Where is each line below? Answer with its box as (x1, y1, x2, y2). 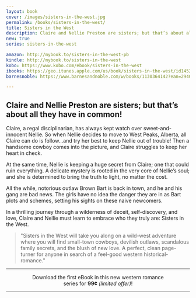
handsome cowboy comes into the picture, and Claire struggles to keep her (6, 144, 187, 151)
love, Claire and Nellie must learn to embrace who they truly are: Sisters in (6, 214, 184, 222)
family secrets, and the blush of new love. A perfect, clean (20, 245, 160, 252)
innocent (6, 131, 27, 138)
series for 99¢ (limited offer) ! (63, 280, 133, 287)
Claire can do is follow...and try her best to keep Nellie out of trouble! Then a (6, 137, 190, 144)
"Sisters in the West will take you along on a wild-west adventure (20, 232, 177, 240)
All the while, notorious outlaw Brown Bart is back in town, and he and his (6, 185, 183, 192)
